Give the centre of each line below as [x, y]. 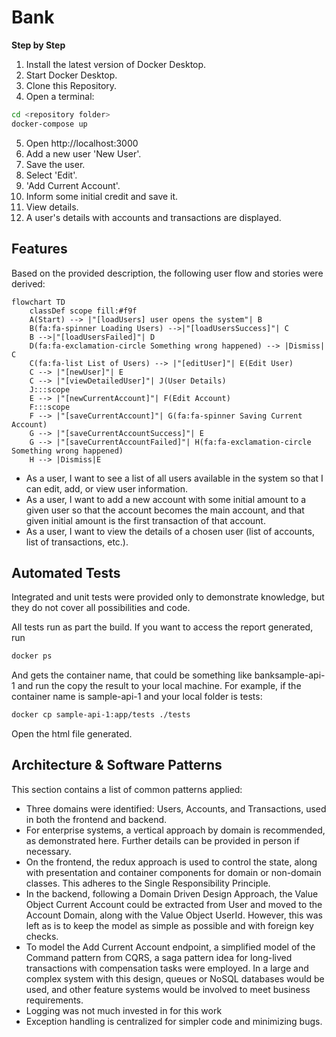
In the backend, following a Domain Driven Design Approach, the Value [172, 893]
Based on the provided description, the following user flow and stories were [167, 273]
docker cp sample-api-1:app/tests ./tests [101, 715]
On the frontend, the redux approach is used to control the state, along [171, 862]
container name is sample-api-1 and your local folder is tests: [137, 697]
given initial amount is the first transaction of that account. [145, 520]
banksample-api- [290, 675]
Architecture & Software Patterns [117, 765]
